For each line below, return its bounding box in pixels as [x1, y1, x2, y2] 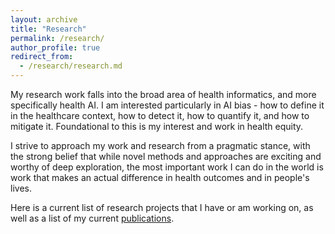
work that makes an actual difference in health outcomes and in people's [10, 172, 310, 183]
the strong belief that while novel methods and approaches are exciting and [10, 151, 322, 162]
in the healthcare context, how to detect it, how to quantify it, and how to [10, 110, 310, 121]
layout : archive [10, 14, 78, 25]
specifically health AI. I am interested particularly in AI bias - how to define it [10, 99, 325, 111]
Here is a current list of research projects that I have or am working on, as [10, 202, 314, 213]
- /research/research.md [19, 61, 123, 71]
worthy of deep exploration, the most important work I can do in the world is [10, 161, 324, 173]
